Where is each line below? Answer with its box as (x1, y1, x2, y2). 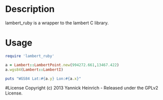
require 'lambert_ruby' (5, 53, 55, 58)
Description (5, 3, 55, 15)
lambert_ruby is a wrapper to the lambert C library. (5, 20, 109, 26)
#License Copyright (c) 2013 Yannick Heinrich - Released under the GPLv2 (5, 85, 159, 91)
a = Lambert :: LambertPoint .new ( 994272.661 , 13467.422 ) (5, 62, 120, 67)
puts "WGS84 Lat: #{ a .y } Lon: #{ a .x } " (5, 76, 81, 81)
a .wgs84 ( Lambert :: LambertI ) (5, 67, 64, 72)
